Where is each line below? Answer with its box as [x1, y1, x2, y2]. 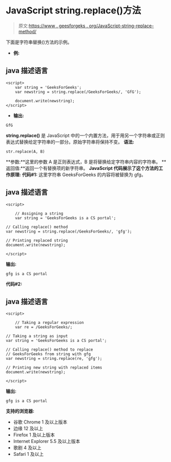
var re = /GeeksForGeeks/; [15, 324, 73, 330]
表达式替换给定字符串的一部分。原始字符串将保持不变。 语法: [6, 139, 135, 145]
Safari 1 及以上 [13, 451, 44, 457]
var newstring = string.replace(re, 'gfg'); [6, 356, 102, 361]
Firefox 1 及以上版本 [13, 432, 55, 438]
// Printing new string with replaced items [6, 365, 102, 370]
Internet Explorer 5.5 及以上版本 [13, 438, 80, 445]
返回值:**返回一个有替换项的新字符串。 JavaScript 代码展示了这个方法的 [6, 165, 159, 171]
